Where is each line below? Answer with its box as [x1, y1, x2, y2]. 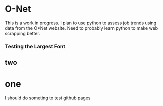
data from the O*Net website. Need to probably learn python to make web [5, 25, 158, 31]
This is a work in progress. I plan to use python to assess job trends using [5, 20, 156, 26]
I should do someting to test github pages [5, 95, 91, 101]
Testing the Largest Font [5, 43, 66, 50]
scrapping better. [5, 30, 41, 36]
